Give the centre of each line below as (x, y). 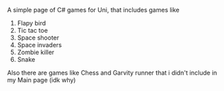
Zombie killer (36, 52)
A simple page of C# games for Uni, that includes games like (93, 10)
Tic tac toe (32, 30)
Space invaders (39, 45)
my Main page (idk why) (41, 80)
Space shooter (38, 38)
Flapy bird (31, 23)
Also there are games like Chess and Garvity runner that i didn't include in (112, 73)
